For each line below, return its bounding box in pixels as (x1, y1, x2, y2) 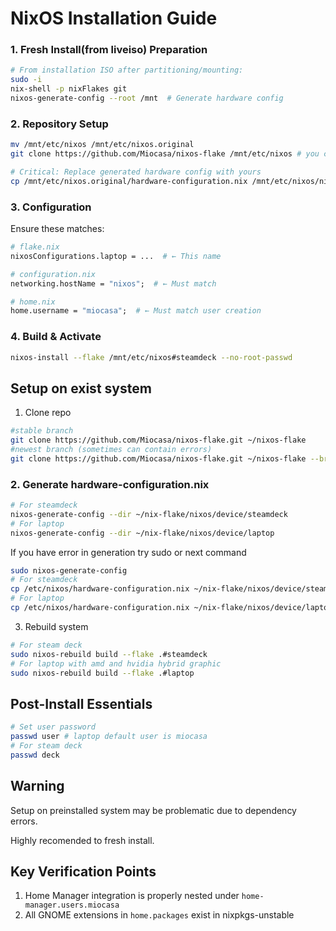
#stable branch (10, 426, 74, 436)
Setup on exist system (10, 380, 152, 397)
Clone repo (24, 407, 72, 419)
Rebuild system (24, 620, 89, 632)
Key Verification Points (10, 863, 157, 880)
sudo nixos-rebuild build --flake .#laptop (10, 668, 195, 678)
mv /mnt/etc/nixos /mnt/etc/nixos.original (10, 140, 195, 150)
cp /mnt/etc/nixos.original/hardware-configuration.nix (10, 176, 248, 186)
